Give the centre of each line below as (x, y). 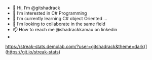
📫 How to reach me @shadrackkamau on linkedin (65, 29)
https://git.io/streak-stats (33, 52)
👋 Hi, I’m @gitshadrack (36, 8)
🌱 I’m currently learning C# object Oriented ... (60, 18)
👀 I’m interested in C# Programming (50, 13)
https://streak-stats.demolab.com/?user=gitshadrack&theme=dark (75, 46)
